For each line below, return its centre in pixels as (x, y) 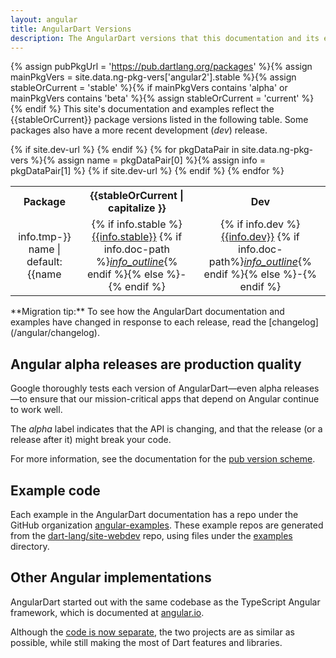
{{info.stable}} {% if (137, 237)
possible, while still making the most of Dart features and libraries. (146, 642)
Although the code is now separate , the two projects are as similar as (152, 632)
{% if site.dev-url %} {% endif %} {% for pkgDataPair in (125, 150)
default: (44, 262)
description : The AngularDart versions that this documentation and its (165, 38)
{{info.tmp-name (45, 243)
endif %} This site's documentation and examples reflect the (149, 109)
